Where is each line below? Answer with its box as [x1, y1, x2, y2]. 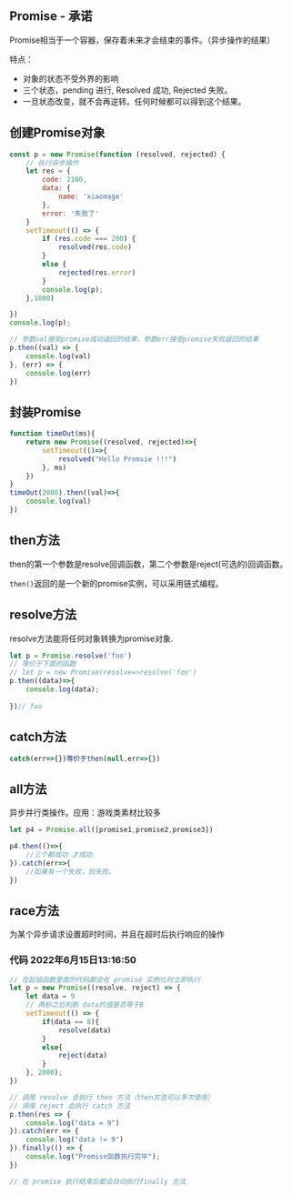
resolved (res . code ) [57, 243, 132, 252]
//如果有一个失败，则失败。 [25, 867, 116, 876]
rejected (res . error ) [57, 267, 136, 277]
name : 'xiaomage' [57, 192, 125, 201]
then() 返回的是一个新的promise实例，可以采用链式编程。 [9, 577, 225, 588]
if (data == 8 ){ [42, 1017, 100, 1026]
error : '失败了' [42, 208, 100, 218]
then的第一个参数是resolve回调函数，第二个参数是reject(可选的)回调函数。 [9, 558, 288, 569]
